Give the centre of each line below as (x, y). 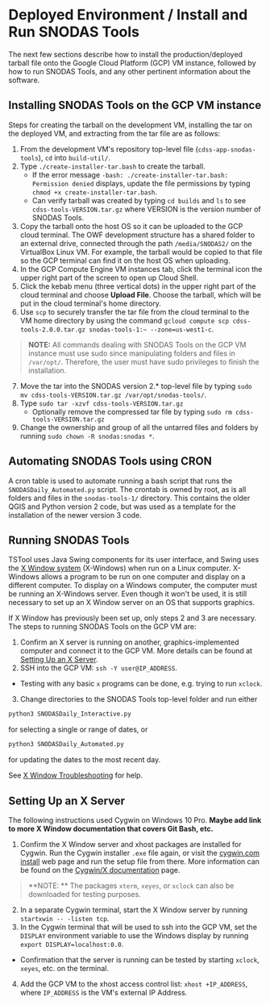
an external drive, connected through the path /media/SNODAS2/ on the (136, 243)
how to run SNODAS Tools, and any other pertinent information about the (130, 71)
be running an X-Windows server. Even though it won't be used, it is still (128, 594)
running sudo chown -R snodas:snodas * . (87, 436)
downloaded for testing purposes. (84, 894)
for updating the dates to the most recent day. (85, 760)
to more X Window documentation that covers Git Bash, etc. (111, 828)
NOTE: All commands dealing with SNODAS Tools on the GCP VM (137, 344)
